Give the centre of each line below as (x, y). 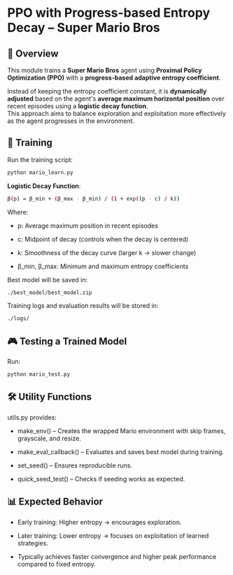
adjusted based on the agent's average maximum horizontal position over (116, 99)
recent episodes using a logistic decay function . (78, 106)
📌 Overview (33, 53)
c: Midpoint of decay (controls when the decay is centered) (103, 239)
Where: (18, 212)
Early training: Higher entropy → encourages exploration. (99, 522)
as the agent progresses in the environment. (71, 121)
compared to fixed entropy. (57, 564)
